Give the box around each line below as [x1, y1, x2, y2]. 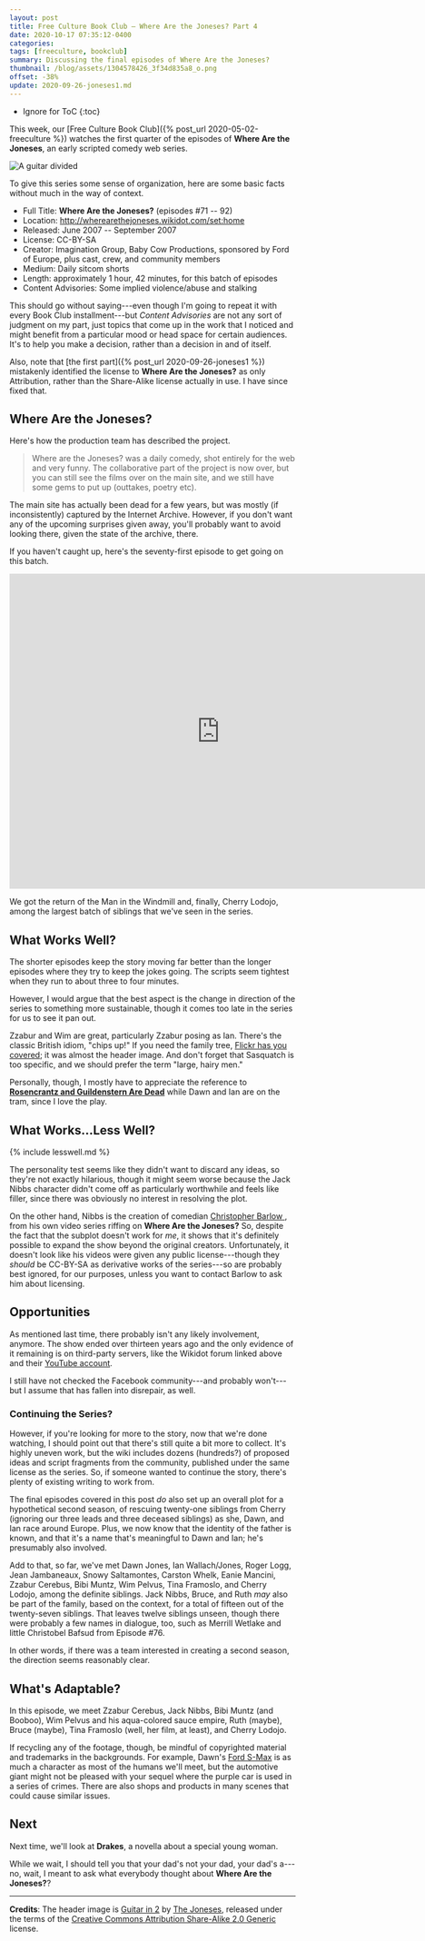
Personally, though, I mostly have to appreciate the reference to [9, 1077, 248, 1088]
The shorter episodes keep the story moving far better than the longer [9, 956, 272, 967]
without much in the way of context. [9, 187, 144, 198]
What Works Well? [9, 932, 116, 947]
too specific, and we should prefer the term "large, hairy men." [9, 1059, 243, 1070]
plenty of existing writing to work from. [9, 1477, 155, 1488]
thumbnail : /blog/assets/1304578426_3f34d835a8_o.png [9, 64, 218, 74]
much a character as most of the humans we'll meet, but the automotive [9, 1761, 279, 1772]
